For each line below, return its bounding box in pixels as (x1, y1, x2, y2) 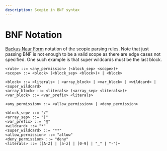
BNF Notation (5, 29, 62, 40)
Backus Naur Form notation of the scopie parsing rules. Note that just (5, 46, 149, 52)
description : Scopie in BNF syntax (5, 7, 80, 13)
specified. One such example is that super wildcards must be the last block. (5, 56, 162, 62)
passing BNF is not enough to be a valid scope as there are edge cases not (5, 51, 161, 57)
